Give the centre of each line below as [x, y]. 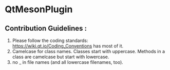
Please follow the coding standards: [50, 40]
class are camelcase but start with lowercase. [61, 57]
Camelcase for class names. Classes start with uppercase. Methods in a [89, 51]
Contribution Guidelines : [46, 28]
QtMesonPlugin [39, 9]
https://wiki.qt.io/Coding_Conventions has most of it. [68, 46]
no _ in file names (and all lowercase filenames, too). [68, 62]
